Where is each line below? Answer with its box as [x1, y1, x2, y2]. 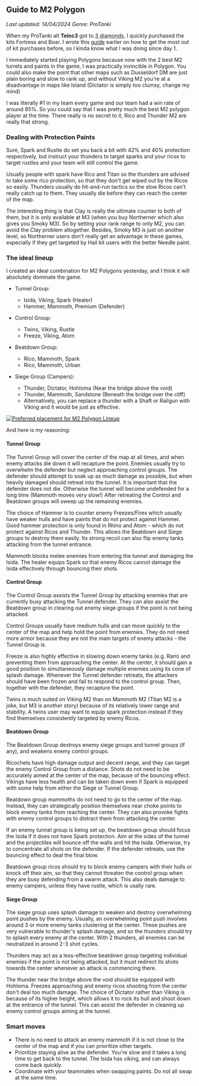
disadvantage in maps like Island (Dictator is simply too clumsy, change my [6, 81, 190, 89]
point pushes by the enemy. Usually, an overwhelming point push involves [6, 915, 187, 923]
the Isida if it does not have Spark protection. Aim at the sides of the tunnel [6, 833, 189, 840]
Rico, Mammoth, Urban [23, 362, 81, 369]
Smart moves [6, 1022, 46, 1031]
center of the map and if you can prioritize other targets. [14, 1042, 153, 1049]
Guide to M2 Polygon [6, 5, 86, 15]
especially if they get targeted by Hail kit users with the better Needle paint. [6, 239, 191, 246]
